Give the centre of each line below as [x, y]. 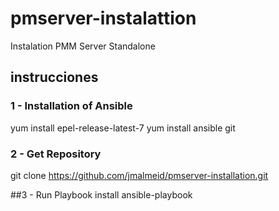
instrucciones [54, 77]
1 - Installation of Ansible [71, 106]
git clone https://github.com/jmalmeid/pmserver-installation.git [139, 175]
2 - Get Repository [56, 154]
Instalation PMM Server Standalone [83, 46]
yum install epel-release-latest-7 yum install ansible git [123, 128]
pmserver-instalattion [103, 18]
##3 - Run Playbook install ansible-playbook [101, 194]
